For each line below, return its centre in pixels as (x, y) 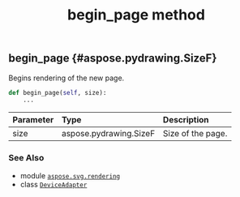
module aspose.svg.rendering (70, 175)
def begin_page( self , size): (58, 92)
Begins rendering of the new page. (66, 78)
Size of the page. (195, 134)
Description (186, 120)
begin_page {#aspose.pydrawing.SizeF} (113, 58)
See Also (26, 158)
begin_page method (136, 15)
